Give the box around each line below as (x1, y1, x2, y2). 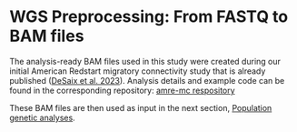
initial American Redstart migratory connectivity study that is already (9, 66, 266, 76)
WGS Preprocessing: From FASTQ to (9, 6, 289, 27)
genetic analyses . (9, 112, 75, 123)
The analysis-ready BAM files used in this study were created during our (9, 56, 282, 66)
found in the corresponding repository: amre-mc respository (9, 85, 235, 96)
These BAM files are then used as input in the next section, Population (9, 102, 272, 113)
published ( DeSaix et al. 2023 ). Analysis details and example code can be (9, 75, 285, 86)
